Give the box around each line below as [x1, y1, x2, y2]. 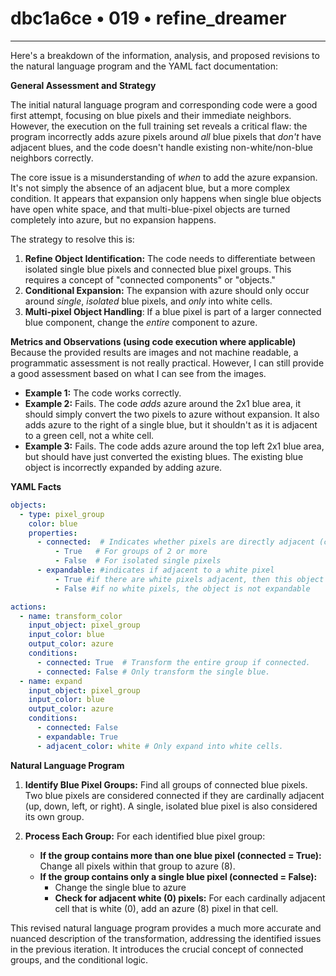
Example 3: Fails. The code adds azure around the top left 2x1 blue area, [24, 440, 325, 452]
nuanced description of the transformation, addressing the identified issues [10, 932, 322, 944]
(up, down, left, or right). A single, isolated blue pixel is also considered [24, 800, 318, 812]
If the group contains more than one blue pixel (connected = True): [39, 849, 322, 861]
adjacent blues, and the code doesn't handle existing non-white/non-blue [10, 141, 314, 153]
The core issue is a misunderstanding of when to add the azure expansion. [10, 171, 318, 183]
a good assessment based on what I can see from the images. [10, 367, 267, 379]
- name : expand [19, 676, 83, 686]
